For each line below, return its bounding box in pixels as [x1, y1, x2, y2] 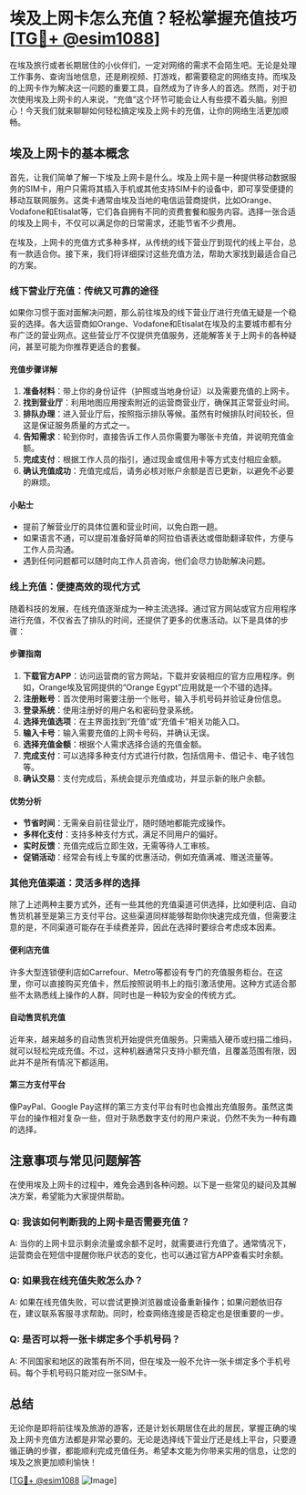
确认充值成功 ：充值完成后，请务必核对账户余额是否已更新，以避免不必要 [22, 466, 294, 477]
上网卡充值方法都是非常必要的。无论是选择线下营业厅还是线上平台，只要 [16, 1433, 289, 1445]
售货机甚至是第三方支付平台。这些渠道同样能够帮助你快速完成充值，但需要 [9, 911, 289, 922]
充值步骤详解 [9, 364, 57, 375]
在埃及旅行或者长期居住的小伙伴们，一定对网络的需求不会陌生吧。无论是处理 [9, 59, 297, 70]
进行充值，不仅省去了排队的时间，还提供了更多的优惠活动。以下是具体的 [9, 614, 280, 625]
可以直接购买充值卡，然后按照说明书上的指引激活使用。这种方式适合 [33, 977, 289, 989]
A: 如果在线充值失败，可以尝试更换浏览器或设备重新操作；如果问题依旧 [9, 1296, 275, 1308]
